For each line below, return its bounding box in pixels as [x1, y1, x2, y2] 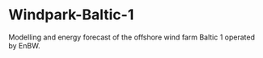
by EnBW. [8, 40, 40, 50]
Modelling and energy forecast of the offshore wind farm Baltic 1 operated [8, 32, 255, 42]
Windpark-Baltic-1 [8, 6, 134, 24]
